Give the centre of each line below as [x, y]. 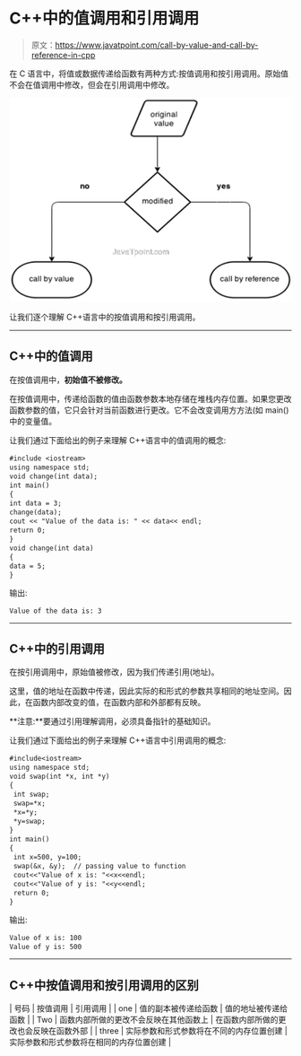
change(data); [36, 512]
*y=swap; [30, 822]
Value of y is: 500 [46, 947]
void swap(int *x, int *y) [60, 777]
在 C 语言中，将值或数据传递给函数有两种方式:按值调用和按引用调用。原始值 [149, 74]
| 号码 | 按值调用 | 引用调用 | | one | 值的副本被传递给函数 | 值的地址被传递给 [149, 1008]
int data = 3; [36, 503]
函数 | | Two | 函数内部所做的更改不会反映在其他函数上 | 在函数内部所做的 [144, 1020]
